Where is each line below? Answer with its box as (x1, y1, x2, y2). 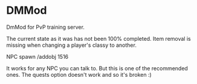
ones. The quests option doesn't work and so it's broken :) (6, 71, 152, 78)
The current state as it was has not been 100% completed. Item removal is (6, 35, 192, 42)
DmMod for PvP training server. (6, 23, 85, 31)
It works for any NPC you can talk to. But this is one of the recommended (6, 64, 189, 72)
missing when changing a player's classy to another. (6, 41, 137, 49)
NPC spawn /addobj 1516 (6, 53, 69, 60)
